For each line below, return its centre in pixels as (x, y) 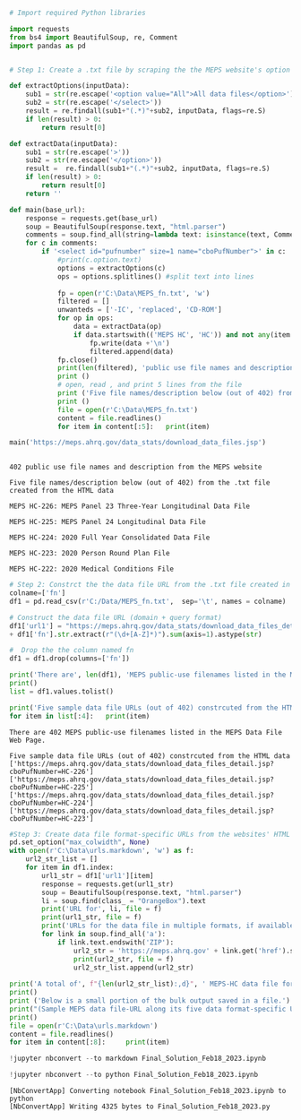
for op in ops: (86, 318)
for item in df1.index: (70, 867)
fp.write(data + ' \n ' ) (129, 343)
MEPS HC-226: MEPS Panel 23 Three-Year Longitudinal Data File (130, 506)
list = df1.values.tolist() (62, 691)
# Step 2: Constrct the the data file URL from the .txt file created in (150, 585)
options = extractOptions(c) (112, 268)
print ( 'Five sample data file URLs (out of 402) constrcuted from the (144, 708)
